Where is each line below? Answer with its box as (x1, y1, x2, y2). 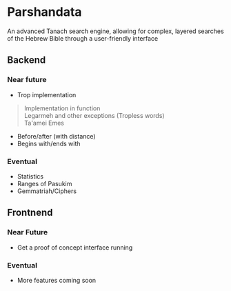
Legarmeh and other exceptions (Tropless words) (23, 111, 165, 119)
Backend (7, 54, 46, 66)
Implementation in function (23, 104, 101, 112)
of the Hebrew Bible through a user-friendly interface (7, 34, 159, 42)
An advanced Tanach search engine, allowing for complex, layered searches (7, 27, 224, 35)
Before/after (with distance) (17, 132, 96, 140)
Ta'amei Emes (23, 119, 64, 127)
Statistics (17, 172, 44, 180)
